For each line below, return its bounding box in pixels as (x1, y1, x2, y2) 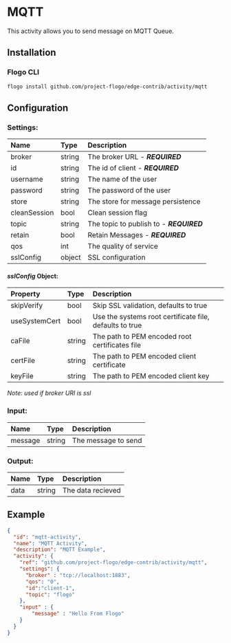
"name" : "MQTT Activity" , (13, 540, 88, 547)
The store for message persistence (87, 197, 201, 206)
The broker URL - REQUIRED (87, 152, 181, 162)
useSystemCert (10, 316, 60, 326)
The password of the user (87, 186, 171, 195)
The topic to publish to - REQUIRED (87, 219, 203, 229)
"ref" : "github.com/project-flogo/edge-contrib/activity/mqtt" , (19, 559, 208, 566)
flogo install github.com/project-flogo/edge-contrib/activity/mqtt (7, 83, 208, 90)
